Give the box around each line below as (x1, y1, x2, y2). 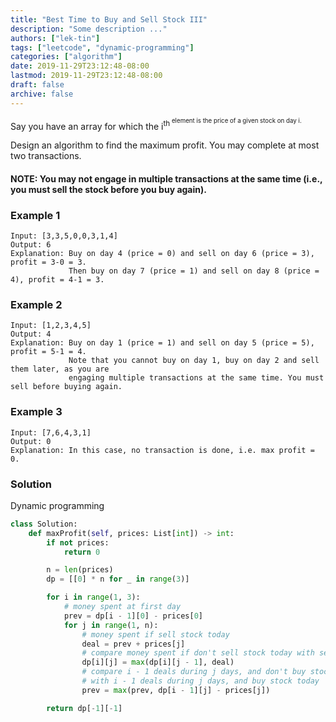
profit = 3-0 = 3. (10, 257, 87, 268)
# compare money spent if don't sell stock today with (81, 648, 315, 658)
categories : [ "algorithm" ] (10, 52, 123, 62)
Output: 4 (10, 329, 52, 340)
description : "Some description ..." (10, 24, 168, 34)
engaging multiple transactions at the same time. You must (68, 373, 325, 383)
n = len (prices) (46, 565, 114, 575)
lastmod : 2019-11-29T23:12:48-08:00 (10, 71, 163, 81)
